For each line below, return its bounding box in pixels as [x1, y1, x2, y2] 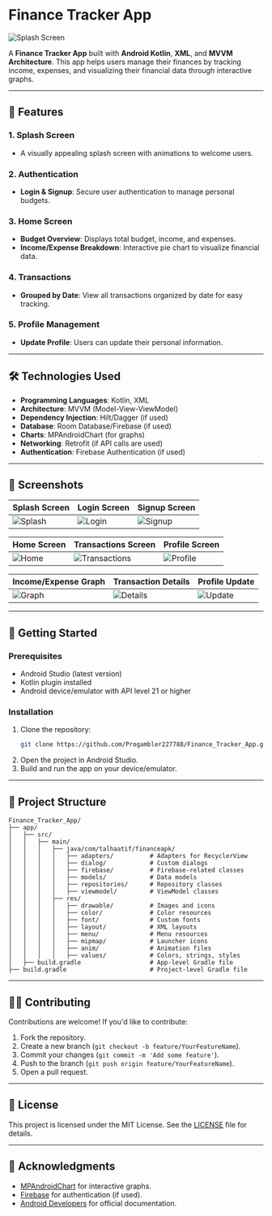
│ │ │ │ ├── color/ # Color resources [8, 909, 212, 917]
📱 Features [8, 106, 64, 119]
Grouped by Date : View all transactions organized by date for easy [19, 290, 243, 300]
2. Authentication [8, 168, 79, 179]
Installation [8, 706, 54, 718]
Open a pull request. [19, 1067, 89, 1076]
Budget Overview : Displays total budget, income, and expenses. [19, 234, 236, 244]
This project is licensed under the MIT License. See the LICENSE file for [8, 1119, 248, 1129]
